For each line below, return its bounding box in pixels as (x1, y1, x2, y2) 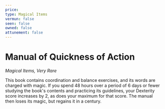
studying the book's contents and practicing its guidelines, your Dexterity (5, 87, 155, 94)
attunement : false (5, 30, 43, 35)
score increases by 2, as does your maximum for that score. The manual (5, 93, 153, 99)
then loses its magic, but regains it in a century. (5, 98, 102, 104)
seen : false (5, 21, 30, 26)
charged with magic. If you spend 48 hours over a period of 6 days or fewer (5, 82, 160, 88)
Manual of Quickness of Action (5, 51, 135, 63)
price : (5, 7, 19, 12)
